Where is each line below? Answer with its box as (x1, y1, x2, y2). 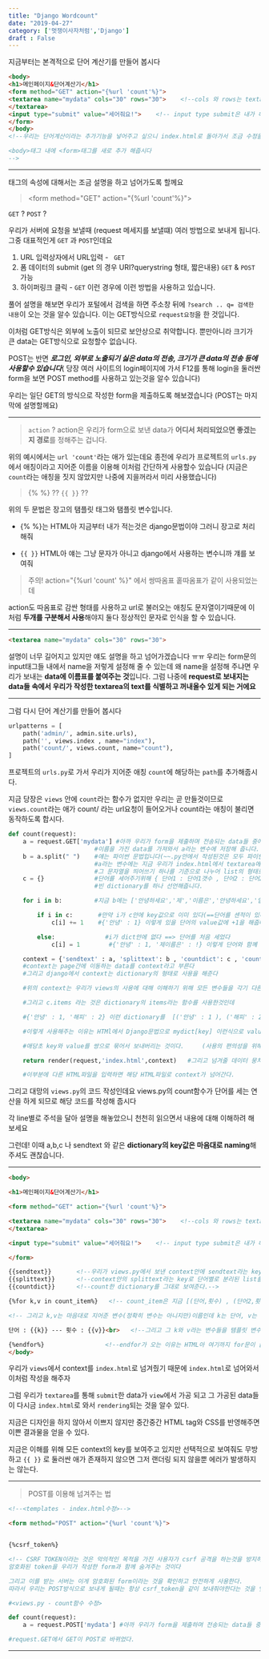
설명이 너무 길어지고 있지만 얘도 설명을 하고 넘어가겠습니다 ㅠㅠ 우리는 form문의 (8, 651, 257, 661)
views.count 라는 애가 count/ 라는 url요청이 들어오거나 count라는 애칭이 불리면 (8, 804, 255, 814)
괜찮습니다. (29, 1150, 65, 1160)
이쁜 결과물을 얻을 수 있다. (8, 1428, 90, 1437)
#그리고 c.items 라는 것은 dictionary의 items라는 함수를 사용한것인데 (22, 999, 235, 1007)
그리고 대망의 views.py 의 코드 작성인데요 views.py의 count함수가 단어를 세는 (8, 1086, 250, 1096)
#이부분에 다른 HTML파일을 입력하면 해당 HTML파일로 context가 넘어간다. (22, 1071, 235, 1079)
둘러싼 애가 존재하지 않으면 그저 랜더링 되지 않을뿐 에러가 (51, 1454, 229, 1465)
